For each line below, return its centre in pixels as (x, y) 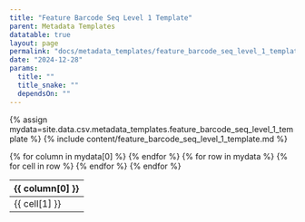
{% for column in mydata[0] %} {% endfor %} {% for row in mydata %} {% (149, 156)
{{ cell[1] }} (38, 203)
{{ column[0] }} (47, 188)
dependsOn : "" (44, 93)
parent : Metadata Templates (63, 26)
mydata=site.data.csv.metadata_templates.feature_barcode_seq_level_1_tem (152, 129)
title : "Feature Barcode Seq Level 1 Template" (101, 18)
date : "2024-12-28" (46, 60)
